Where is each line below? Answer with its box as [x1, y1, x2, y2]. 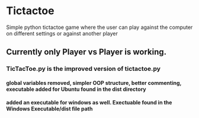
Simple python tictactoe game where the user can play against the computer [6, 24, 193, 31]
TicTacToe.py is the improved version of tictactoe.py [6, 65, 161, 73]
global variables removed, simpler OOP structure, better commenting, [6, 79, 182, 86]
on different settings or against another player [6, 29, 118, 37]
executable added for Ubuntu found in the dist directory [6, 86, 146, 93]
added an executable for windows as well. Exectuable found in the [6, 99, 172, 106]
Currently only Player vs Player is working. [6, 47, 167, 57]
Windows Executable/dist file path [6, 105, 93, 113]
